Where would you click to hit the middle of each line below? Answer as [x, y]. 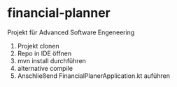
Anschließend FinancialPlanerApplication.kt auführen [93, 76]
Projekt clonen [38, 46]
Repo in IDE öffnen [44, 53]
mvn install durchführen [51, 60]
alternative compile [45, 68]
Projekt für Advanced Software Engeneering [71, 32]
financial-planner [59, 13]
